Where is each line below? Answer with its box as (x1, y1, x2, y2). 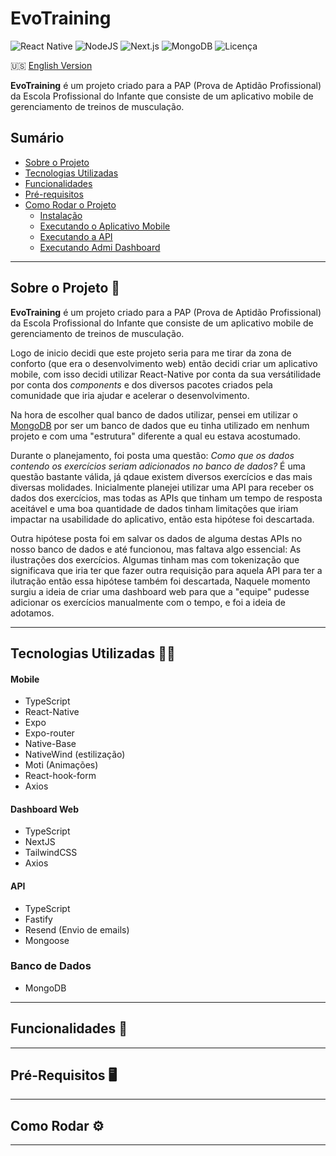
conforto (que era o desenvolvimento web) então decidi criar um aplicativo (10, 357, 318, 369)
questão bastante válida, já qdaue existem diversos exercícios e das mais (10, 470, 313, 482)
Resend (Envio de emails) (24, 923, 130, 936)
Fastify (24, 913, 53, 925)
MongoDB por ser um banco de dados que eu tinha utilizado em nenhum (10, 419, 310, 431)
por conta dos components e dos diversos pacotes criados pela (10, 378, 273, 391)
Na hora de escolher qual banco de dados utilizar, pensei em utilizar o (10, 408, 298, 421)
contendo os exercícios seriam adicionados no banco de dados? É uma (10, 460, 306, 472)
